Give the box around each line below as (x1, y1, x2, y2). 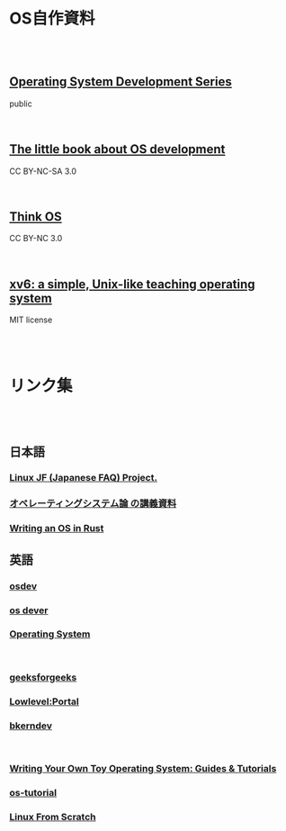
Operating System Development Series (9, 74, 232, 90)
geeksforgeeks (9, 671, 77, 683)
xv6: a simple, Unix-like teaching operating (9, 276, 255, 292)
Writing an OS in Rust (9, 522, 104, 535)
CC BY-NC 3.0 (9, 233, 63, 244)
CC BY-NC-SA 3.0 (9, 166, 77, 176)
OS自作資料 (9, 8, 95, 29)
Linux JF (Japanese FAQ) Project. (9, 472, 157, 484)
